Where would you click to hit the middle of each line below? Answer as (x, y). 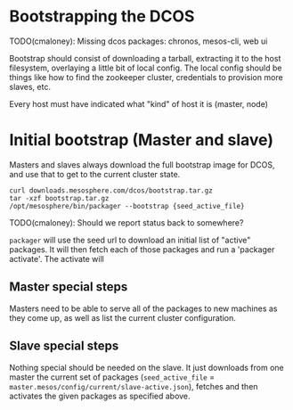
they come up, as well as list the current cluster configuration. (122, 317)
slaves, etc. (30, 86)
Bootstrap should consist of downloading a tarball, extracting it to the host (145, 58)
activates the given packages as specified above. (100, 396)
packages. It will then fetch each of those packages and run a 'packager (142, 249)
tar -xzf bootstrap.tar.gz (59, 198)
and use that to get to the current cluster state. (95, 174)
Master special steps (69, 287)
